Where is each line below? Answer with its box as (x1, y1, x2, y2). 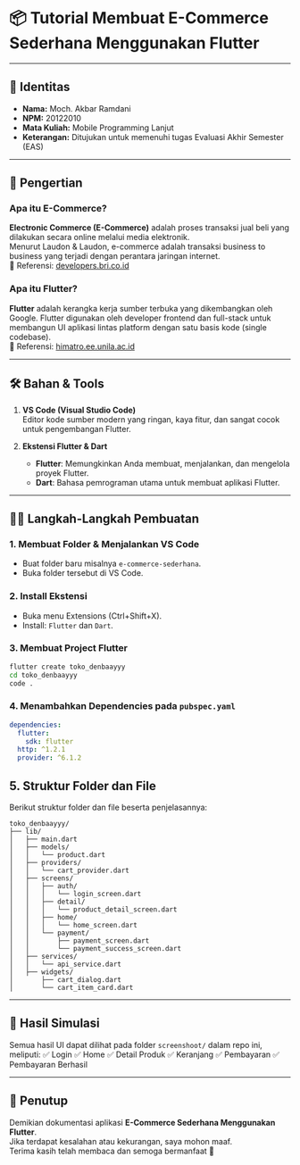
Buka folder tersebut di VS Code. (21, 568, 144, 578)
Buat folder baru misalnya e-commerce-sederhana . (21, 558, 202, 569)
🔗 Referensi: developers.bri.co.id (9, 261, 129, 271)
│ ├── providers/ (9, 858, 82, 867)
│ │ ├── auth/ (9, 881, 78, 890)
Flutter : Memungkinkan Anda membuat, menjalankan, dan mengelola (35, 458, 290, 469)
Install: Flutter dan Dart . (21, 620, 113, 630)
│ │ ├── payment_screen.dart (9, 936, 150, 945)
